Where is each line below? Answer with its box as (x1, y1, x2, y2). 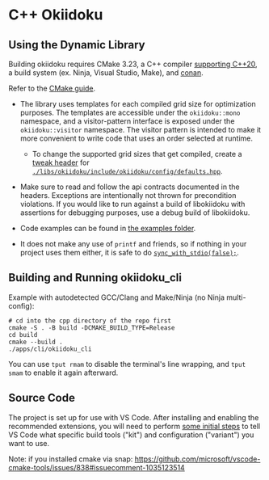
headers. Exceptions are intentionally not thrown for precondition (19, 191, 237, 200)
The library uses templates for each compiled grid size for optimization (19, 99, 256, 108)
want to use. (8, 438, 50, 448)
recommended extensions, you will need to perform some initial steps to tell (8, 421, 261, 431)
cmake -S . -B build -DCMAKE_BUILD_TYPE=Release (8, 323, 175, 332)
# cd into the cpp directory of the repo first (8, 317, 172, 325)
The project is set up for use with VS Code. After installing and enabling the (8, 412, 259, 422)
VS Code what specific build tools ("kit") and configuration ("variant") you (8, 430, 254, 440)
